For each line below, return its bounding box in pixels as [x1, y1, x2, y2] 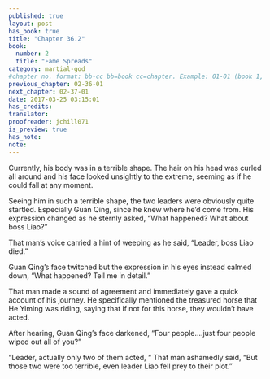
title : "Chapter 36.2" [8, 34, 85, 43]
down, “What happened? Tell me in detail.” [8, 270, 150, 281]
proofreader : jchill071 [8, 118, 89, 126]
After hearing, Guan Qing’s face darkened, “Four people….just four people [8, 328, 256, 338]
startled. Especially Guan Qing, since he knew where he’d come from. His [8, 204, 255, 214]
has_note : [8, 133, 42, 141]
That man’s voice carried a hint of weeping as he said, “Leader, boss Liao [8, 237, 254, 247]
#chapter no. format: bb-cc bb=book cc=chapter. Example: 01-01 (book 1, [8, 72, 264, 81]
